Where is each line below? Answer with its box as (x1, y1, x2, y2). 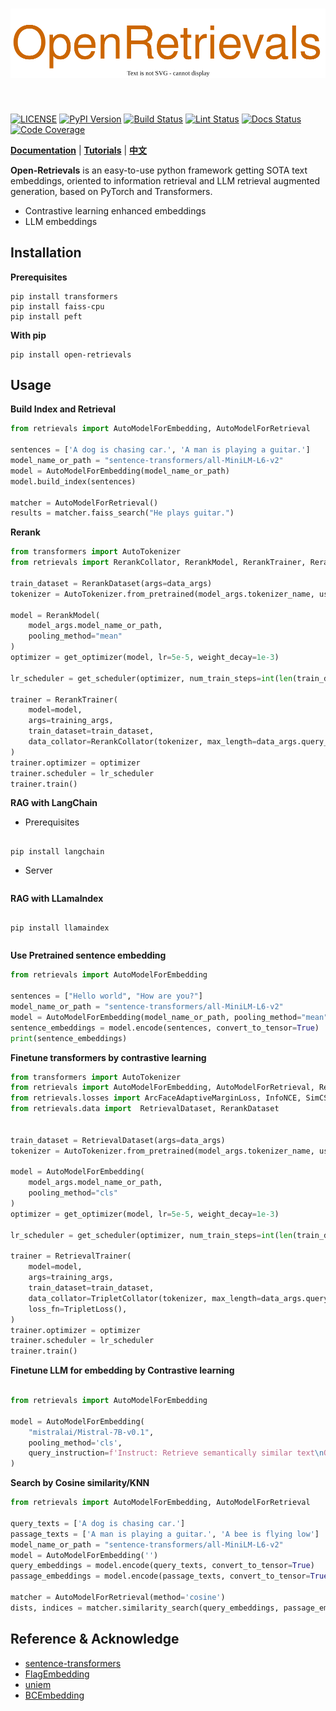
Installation (10, 244, 82, 262)
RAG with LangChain (10, 797, 98, 809)
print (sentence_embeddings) (10, 1033, 128, 1043)
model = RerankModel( (10, 610, 101, 620)
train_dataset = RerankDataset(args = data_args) (10, 578, 213, 588)
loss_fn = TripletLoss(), (28, 1304, 128, 1314)
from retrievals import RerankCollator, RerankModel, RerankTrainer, (10, 558, 307, 568)
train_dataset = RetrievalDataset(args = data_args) (10, 1135, 226, 1145)
